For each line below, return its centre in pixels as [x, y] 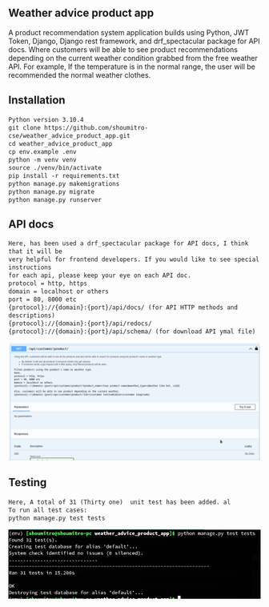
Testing [28, 482]
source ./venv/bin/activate [55, 167]
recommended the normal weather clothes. [80, 74]
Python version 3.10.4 [46, 119]
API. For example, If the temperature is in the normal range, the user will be [132, 66]
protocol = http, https [48, 283]
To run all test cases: [48, 510]
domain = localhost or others [59, 291]
